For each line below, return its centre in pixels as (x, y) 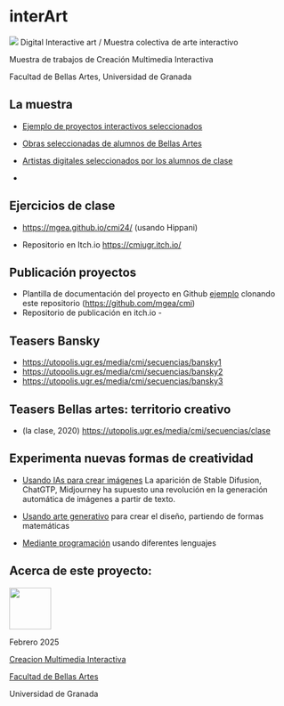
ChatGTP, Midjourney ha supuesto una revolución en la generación (145, 489)
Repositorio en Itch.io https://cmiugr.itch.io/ (101, 244)
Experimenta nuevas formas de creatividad (131, 459)
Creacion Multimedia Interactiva (68, 659)
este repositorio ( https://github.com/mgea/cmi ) (109, 304)
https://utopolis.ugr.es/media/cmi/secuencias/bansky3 (122, 381)
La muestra (41, 105)
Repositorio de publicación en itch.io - (92, 312)
